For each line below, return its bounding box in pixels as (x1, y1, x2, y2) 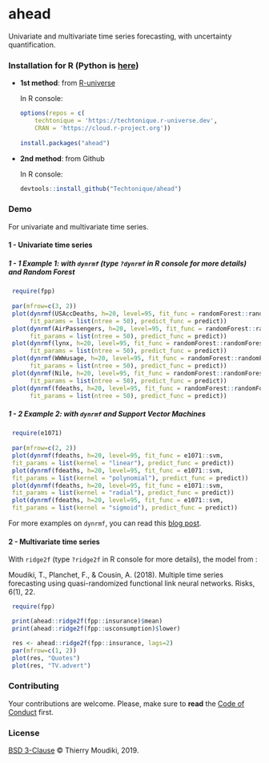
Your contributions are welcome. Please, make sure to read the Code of (8, 699, 245, 708)
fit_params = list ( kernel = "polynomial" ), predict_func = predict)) (11, 474, 249, 482)
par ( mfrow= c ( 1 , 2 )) (11, 647, 78, 655)
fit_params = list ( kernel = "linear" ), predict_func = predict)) (11, 459, 235, 467)
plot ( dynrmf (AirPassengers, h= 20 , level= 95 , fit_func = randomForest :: (11, 324, 256, 333)
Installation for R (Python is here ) (8, 59, 139, 71)
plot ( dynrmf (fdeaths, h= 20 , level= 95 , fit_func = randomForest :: (11, 384, 235, 392)
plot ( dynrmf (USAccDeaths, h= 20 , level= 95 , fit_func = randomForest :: (11, 310, 249, 318)
